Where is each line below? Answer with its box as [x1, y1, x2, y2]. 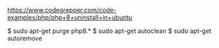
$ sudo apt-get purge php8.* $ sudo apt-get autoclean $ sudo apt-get [7, 27, 212, 35]
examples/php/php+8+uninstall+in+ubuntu [7, 13, 133, 22]
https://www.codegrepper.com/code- [7, 6, 117, 14]
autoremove [7, 34, 42, 42]
